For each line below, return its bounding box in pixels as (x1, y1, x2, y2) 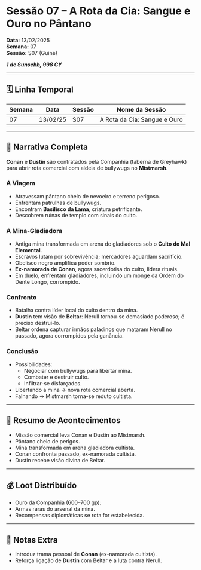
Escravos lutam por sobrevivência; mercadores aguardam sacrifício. (14, 253, 184, 261)
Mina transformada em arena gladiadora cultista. (14, 444, 135, 451)
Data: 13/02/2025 (6, 36, 50, 44)
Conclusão (6, 347, 39, 356)
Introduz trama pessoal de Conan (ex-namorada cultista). (14, 551, 157, 558)
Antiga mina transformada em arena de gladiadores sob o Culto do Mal (14, 240, 190, 247)
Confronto (6, 293, 37, 302)
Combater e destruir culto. (23, 373, 89, 381)
